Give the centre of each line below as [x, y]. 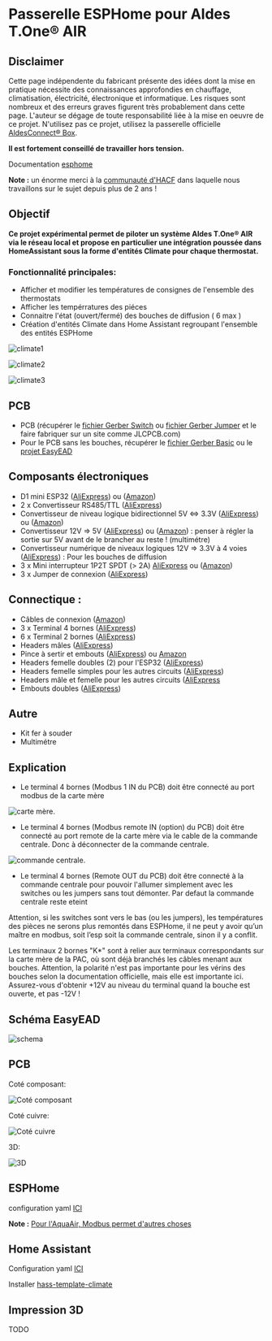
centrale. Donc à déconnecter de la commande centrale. [114, 844]
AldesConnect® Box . [43, 132]
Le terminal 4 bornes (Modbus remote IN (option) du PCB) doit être [132, 827]
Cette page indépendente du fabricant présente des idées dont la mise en [132, 81]
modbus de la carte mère [62, 796]
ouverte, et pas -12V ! [45, 994]
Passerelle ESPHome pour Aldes [120, 14]
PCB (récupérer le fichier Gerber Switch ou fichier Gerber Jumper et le [138, 425]
